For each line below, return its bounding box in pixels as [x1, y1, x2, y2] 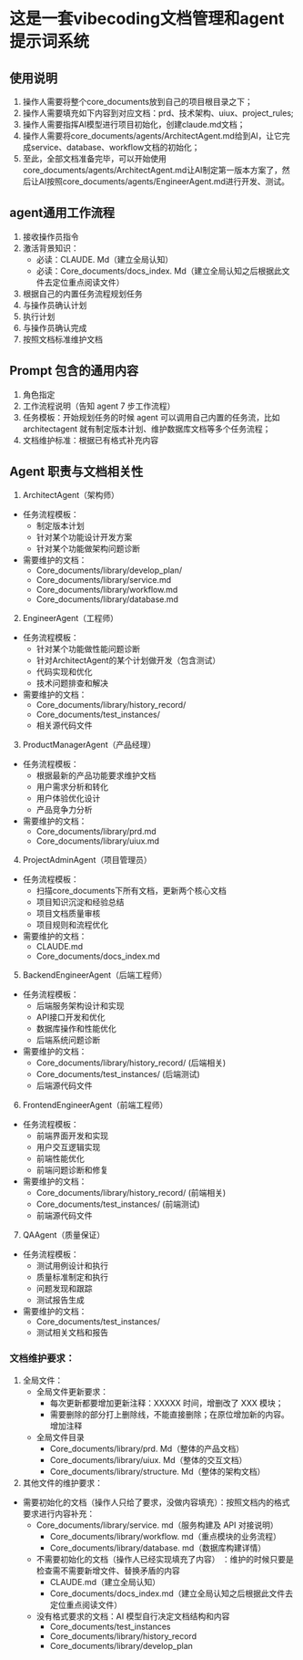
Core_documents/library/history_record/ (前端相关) [35, 1188, 227, 1198]
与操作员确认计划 [22, 299, 87, 310]
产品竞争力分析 [35, 804, 93, 815]
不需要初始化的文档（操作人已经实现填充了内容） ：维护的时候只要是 [35, 1553, 294, 1564]
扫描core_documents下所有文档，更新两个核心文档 [35, 886, 227, 897]
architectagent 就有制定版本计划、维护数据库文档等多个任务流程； [22, 423, 271, 434]
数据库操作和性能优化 [35, 1023, 116, 1034]
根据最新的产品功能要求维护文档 [35, 770, 157, 781]
